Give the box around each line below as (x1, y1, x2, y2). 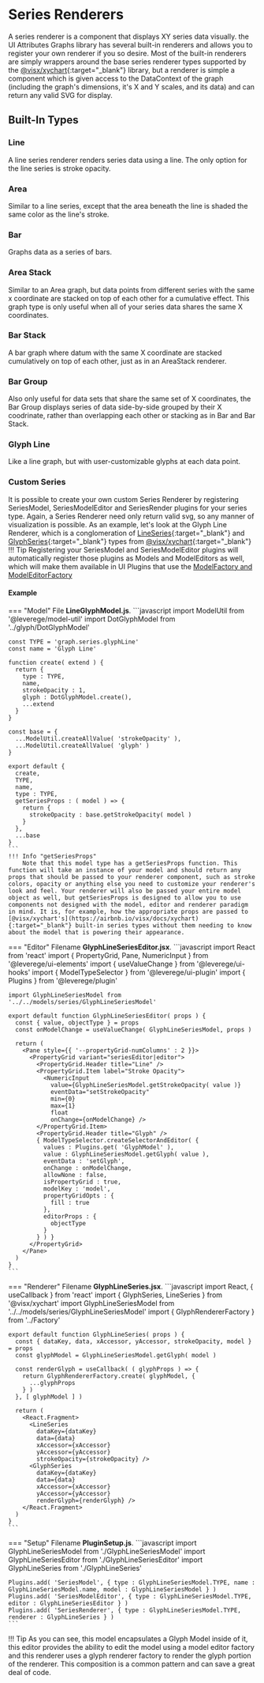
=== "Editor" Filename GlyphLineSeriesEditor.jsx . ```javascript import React (8, 942, 255, 952)
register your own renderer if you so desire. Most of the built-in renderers (8, 48, 247, 58)
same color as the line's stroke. (8, 209, 110, 219)
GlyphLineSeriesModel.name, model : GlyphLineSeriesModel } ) (8, 1585, 217, 1594)
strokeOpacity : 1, (22, 686, 87, 694)
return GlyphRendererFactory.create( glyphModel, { (22, 1372, 195, 1380)
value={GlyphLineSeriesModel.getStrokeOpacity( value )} (50, 1081, 242, 1089)
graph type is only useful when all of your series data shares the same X (8, 302, 243, 311)
